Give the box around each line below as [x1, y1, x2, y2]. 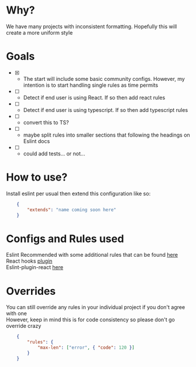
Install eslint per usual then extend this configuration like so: [6, 190, 151, 197]
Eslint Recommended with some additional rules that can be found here [6, 252, 178, 259]
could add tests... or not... [23, 150, 85, 157]
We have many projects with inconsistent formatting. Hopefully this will [6, 23, 177, 30]
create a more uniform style [6, 29, 73, 36]
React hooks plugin [6, 257, 53, 264]
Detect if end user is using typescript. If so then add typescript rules [23, 106, 188, 113]
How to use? [6, 171, 68, 184]
